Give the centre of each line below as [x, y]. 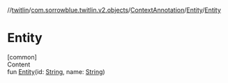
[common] [22, 57]
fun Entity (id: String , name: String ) [56, 71]
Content [19, 64]
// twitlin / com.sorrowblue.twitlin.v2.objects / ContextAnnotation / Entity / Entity [114, 10]
